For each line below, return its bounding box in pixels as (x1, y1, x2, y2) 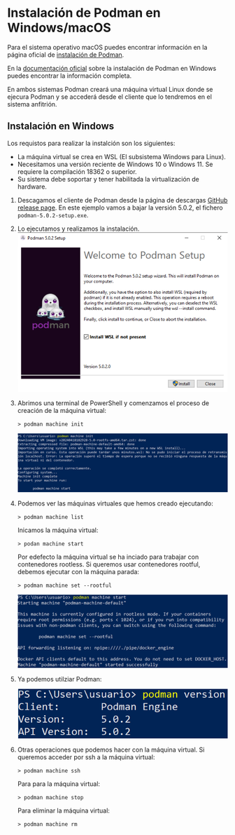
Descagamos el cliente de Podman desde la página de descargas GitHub (17, 196, 228, 204)
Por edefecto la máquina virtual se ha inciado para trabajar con (17, 552, 199, 561)
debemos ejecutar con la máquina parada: (17, 567, 140, 576)
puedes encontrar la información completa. (7, 72, 132, 80)
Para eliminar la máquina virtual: (17, 806, 111, 815)
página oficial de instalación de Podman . (7, 50, 124, 59)
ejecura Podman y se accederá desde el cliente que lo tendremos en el (7, 93, 212, 101)
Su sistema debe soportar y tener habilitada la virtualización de (17, 175, 199, 183)
